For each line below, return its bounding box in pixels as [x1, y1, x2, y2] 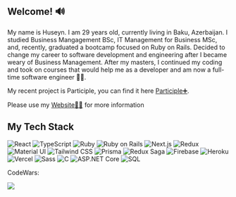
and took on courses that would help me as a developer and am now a [7, 65, 211, 74]
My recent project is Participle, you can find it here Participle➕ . [7, 87, 190, 95]
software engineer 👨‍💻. [21, 72, 87, 81]
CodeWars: [7, 168, 40, 177]
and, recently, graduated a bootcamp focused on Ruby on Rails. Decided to [7, 43, 225, 51]
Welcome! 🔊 [7, 6, 66, 18]
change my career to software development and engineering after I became [7, 50, 228, 58]
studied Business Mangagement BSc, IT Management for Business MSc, [7, 35, 218, 44]
